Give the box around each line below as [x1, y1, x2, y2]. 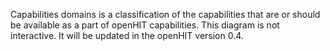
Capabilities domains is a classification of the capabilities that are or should [10, 9, 321, 20]
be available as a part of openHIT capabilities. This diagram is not [10, 19, 280, 31]
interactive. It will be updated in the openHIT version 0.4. [10, 30, 244, 41]
